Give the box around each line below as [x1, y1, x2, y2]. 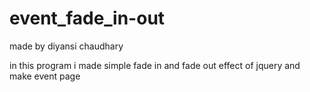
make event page [9, 70, 81, 82]
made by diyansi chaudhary [9, 40, 124, 52]
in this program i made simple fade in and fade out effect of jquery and [9, 59, 301, 71]
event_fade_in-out [9, 7, 166, 30]
